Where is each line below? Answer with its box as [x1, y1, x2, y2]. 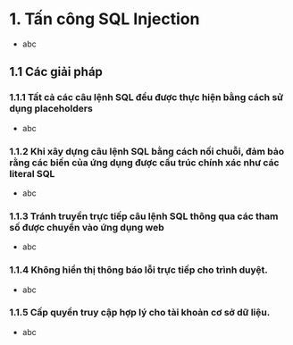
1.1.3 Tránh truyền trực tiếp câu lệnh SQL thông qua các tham [9, 210, 279, 223]
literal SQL [9, 167, 55, 180]
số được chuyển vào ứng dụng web [9, 221, 165, 233]
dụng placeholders [9, 103, 94, 115]
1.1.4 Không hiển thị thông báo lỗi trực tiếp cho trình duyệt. [9, 264, 268, 276]
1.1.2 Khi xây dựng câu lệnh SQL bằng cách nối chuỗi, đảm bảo [9, 145, 284, 157]
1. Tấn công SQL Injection [9, 9, 200, 29]
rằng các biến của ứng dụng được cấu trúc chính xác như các [9, 156, 280, 169]
